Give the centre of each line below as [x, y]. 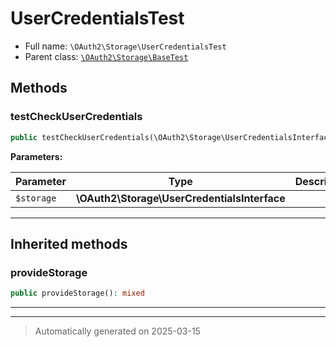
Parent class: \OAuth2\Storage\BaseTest [106, 56]
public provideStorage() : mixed [77, 293]
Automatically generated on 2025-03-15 [117, 331]
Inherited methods [69, 243]
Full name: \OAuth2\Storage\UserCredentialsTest [125, 46]
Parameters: [36, 156]
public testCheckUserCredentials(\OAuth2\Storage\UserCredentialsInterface [171, 137]
